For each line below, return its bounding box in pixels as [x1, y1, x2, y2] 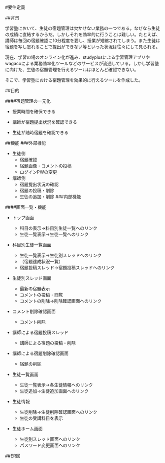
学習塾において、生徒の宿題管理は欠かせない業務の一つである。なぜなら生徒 [5, 25, 160, 31]
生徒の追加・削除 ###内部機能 [19, 194, 81, 199]
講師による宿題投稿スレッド [12, 330, 69, 335]
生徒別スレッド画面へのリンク [19, 436, 80, 442]
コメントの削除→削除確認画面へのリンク [19, 298, 102, 304]
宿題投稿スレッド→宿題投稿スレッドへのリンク [19, 265, 115, 270]
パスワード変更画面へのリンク [19, 442, 80, 448]
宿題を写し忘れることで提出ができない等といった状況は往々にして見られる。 [5, 44, 161, 49]
